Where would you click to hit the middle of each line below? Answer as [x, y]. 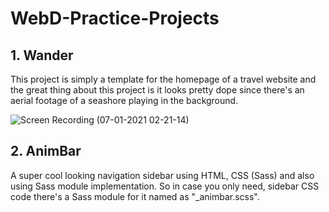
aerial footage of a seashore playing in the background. [124, 100]
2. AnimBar [46, 151]
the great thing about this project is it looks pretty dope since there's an [157, 90]
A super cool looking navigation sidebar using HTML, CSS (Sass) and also [162, 175]
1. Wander [42, 55]
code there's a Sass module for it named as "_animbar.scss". [135, 196]
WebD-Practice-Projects [115, 18]
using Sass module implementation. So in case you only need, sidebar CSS [165, 186]
